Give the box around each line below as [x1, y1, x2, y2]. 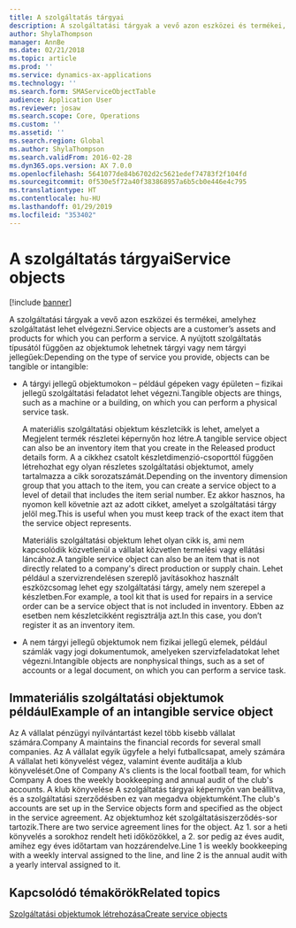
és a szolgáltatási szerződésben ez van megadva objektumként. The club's [9, 793, 281, 804]
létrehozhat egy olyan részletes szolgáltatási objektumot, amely [21, 461, 254, 472]
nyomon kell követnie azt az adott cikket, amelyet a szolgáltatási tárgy [21, 499, 277, 509]
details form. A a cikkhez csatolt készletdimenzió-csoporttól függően [21, 452, 274, 462]
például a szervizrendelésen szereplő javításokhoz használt [21, 572, 239, 583]
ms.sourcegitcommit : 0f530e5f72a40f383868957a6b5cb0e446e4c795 [9, 178, 247, 187]
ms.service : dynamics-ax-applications [9, 71, 152, 80]
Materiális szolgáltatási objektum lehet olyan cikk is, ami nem [21, 535, 245, 545]
